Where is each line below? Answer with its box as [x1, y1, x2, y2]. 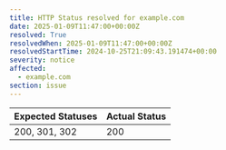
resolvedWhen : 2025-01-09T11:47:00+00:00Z [9, 38, 172, 48]
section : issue [9, 81, 67, 90]
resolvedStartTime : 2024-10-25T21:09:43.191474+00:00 [9, 47, 218, 56]
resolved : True [9, 30, 67, 39]
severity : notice [9, 55, 75, 65]
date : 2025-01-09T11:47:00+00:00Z [9, 22, 141, 31]
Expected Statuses [14, 110, 98, 123]
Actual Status [105, 110, 166, 123]
